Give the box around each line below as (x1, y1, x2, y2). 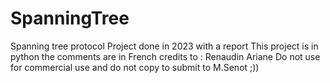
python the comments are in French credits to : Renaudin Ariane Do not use (10, 50, 321, 62)
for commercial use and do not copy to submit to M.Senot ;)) (10, 61, 260, 73)
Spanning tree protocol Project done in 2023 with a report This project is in (10, 40, 319, 52)
